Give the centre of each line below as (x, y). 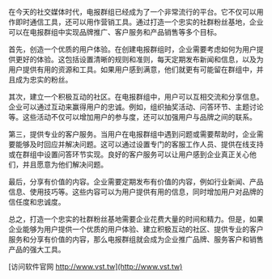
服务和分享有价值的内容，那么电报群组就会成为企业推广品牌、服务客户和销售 (136, 239)
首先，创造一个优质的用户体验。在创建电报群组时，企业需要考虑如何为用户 (132, 49)
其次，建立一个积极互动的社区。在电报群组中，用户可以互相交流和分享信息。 (136, 97)
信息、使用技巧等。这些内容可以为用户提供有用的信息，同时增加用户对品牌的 (136, 192)
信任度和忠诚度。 (37, 202)
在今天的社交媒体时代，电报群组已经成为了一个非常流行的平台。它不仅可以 (132, 12)
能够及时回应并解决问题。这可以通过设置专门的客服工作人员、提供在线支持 (139, 144)
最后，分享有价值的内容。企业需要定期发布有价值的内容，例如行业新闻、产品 (136, 182)
